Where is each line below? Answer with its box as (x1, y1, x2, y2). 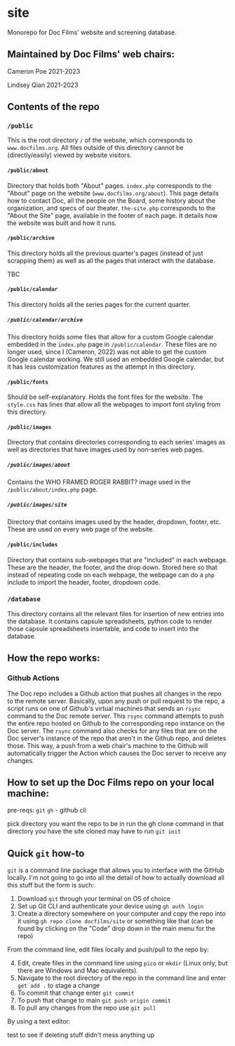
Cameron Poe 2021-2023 (7, 67, 81, 75)
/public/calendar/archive (7, 316, 83, 323)
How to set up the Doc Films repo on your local (7, 776, 215, 788)
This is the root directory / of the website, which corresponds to (7, 136, 193, 144)
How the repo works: (7, 652, 100, 664)
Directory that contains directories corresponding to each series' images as (7, 438, 226, 447)
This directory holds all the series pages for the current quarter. (7, 300, 191, 309)
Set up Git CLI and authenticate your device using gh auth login (17, 902, 204, 911)
